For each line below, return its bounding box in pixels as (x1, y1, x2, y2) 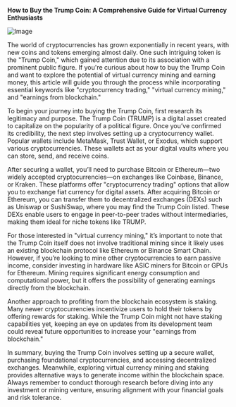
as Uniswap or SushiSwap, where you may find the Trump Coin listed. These (7, 203, 230, 211)
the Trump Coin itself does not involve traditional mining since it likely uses (7, 239, 224, 247)
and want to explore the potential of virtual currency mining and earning (7, 70, 216, 79)
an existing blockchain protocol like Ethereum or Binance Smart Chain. (7, 246, 211, 254)
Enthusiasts (7, 13, 44, 22)
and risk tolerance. (7, 394, 62, 401)
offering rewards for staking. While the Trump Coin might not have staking (7, 313, 223, 320)
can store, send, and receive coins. (7, 151, 109, 160)
